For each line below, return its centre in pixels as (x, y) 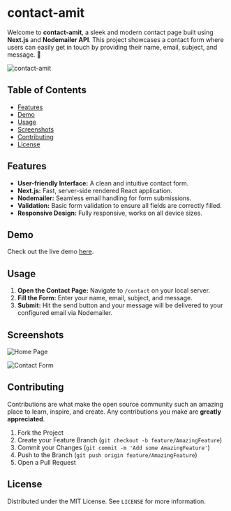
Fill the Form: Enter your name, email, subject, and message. (105, 298)
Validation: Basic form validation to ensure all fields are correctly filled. (119, 205)
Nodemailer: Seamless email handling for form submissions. (104, 198)
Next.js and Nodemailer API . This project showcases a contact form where (116, 39)
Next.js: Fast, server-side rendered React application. (95, 190)
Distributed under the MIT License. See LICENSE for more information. (106, 501)
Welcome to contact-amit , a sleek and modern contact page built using (110, 32)
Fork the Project (40, 433)
